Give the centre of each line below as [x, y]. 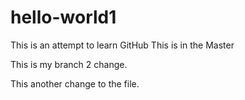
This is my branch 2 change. [69, 64]
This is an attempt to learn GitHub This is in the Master [122, 45]
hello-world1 [63, 17]
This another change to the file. [75, 83]
